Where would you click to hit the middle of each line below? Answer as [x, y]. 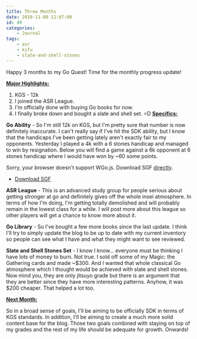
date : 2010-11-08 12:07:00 [39, 17]
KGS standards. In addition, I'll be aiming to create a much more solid [90, 317]
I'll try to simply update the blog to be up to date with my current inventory [96, 233]
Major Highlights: [28, 83]
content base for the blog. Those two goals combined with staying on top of [98, 323]
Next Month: [22, 299]
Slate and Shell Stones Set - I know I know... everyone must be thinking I [94, 250]
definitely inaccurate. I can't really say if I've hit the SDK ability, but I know [96, 131]
